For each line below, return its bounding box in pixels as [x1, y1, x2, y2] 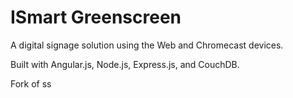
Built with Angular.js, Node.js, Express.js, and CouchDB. [10, 58, 240, 70]
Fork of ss [10, 77, 52, 90]
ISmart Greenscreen [10, 6, 182, 29]
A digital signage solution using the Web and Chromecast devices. [10, 39, 284, 51]
